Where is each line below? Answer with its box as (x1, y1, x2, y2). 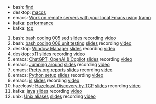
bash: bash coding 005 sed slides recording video (12, 35, 116, 41)
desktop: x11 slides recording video (12, 51, 85, 57)
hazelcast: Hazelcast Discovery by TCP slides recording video (12, 83, 141, 89)
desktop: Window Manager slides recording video (12, 46, 116, 51)
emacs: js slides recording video (12, 77, 80, 83)
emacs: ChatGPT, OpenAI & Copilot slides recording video (12, 56, 133, 62)
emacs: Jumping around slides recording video (12, 62, 110, 67)
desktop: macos (12, 9, 46, 15)
